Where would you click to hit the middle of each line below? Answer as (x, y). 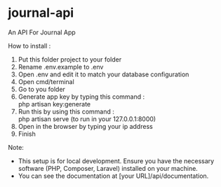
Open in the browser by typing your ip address (85, 126)
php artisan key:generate (54, 104)
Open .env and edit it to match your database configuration (103, 74)
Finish (27, 134)
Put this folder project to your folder (70, 59)
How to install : (29, 46)
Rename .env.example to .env (61, 67)
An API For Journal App (42, 32)
